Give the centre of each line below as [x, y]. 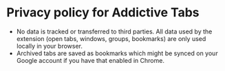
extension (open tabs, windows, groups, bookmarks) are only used [111, 38]
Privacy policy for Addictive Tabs [103, 13]
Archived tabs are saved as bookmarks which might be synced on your [117, 53]
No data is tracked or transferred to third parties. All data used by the [114, 31]
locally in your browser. [50, 46]
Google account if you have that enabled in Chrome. [90, 60]
